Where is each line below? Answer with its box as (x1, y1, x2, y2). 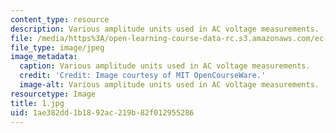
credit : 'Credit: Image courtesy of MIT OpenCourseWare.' (19, 71, 267, 81)
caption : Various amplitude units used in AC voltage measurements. (19, 61, 311, 71)
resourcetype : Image (10, 89, 97, 99)
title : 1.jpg (10, 98, 65, 108)
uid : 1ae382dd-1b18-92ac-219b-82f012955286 (10, 107, 195, 118)
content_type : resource (10, 14, 110, 25)
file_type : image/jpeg (10, 42, 105, 53)
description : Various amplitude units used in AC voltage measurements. (10, 24, 320, 34)
